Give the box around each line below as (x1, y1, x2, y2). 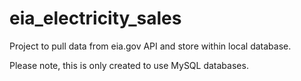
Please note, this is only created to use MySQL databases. (9, 59, 249, 71)
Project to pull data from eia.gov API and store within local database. (9, 40, 292, 52)
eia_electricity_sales (9, 7, 182, 30)
